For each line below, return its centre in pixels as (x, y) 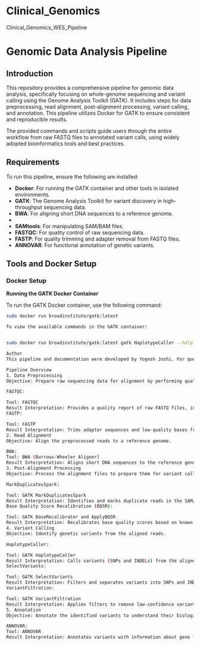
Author (14, 354)
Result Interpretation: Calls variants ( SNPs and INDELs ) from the (92, 561)
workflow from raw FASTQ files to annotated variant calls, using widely (93, 137)
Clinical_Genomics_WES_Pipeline (47, 27)
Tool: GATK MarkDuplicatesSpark (46, 495)
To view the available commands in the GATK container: (77, 327)
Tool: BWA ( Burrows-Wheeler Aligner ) (53, 457)
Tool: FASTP (21, 424)
